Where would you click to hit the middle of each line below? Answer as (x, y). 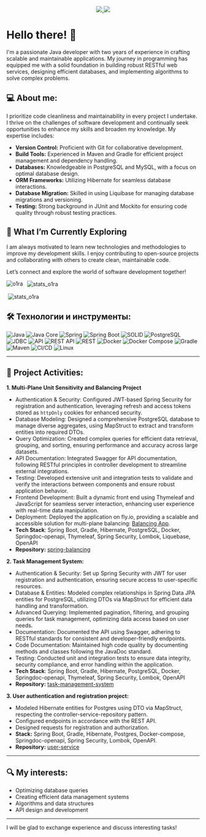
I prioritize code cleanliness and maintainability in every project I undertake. (102, 116)
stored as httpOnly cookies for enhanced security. (79, 412)
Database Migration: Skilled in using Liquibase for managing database (105, 193)
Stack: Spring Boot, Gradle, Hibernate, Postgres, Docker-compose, (100, 734)
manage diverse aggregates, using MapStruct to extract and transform (105, 425)
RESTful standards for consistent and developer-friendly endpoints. (101, 638)
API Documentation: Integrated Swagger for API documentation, (96, 458)
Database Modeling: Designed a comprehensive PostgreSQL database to (107, 419)
